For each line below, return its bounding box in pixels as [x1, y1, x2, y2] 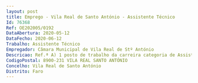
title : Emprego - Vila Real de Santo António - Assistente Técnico [6, 14, 176, 20]
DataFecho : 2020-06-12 [6, 36, 62, 41]
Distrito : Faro [6, 68, 44, 74]
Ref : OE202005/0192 [6, 25, 54, 31]
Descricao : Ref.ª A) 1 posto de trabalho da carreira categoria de [6, 52, 176, 58]
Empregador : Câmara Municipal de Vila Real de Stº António [6, 47, 154, 53]
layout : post [6, 8, 38, 15]
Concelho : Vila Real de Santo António [6, 63, 101, 69]
